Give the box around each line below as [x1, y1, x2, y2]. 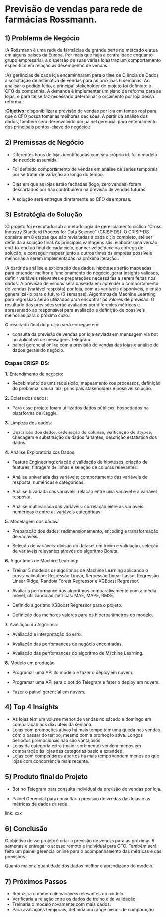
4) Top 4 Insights [5, 703, 58, 711]
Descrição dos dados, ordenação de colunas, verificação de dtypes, [12, 429, 153, 435]
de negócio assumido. [12, 157, 58, 162]
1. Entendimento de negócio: [5, 371, 63, 377]
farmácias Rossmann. [5, 14, 97, 25]
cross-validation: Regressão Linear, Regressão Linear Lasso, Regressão [12, 572, 159, 578]
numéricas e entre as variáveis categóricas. [12, 509, 102, 515]
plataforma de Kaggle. [12, 410, 58, 416]
